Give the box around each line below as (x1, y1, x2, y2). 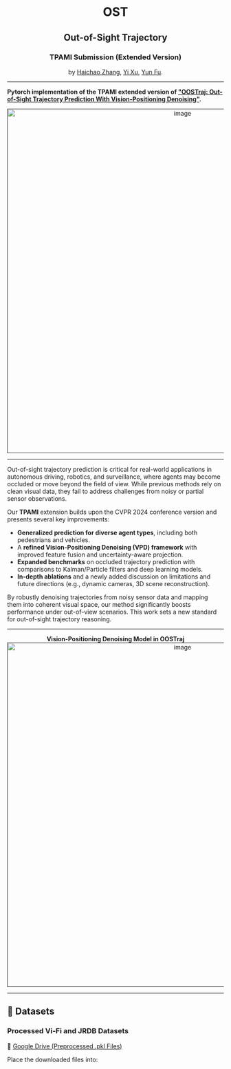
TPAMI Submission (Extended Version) (49, 52, 182, 62)
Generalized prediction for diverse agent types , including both (16, 528, 198, 537)
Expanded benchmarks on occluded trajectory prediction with (16, 557, 195, 565)
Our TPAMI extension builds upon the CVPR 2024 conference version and (7, 508, 217, 516)
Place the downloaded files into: (7, 1055, 98, 1063)
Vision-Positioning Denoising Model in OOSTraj (46, 634, 185, 643)
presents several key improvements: (7, 515, 110, 523)
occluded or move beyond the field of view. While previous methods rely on (7, 479, 221, 488)
